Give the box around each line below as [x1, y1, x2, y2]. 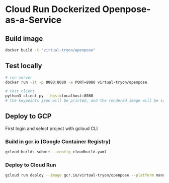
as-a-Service [5, 14, 62, 26]
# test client [5, 89, 35, 94]
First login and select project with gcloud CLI [5, 125, 98, 132]
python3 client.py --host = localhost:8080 [5, 93, 94, 99]
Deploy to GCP [5, 112, 52, 120]
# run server [5, 75, 33, 80]
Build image [5, 34, 43, 43]
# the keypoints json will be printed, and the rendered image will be [5, 98, 158, 103]
